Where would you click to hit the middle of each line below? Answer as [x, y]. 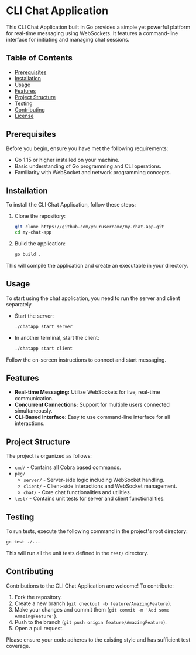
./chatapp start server [44, 326]
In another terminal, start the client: [57, 337]
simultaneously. [33, 411]
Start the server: [34, 316]
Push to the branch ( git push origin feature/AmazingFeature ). [90, 622]
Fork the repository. [38, 597]
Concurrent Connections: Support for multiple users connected [92, 405]
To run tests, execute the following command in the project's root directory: [97, 531]
